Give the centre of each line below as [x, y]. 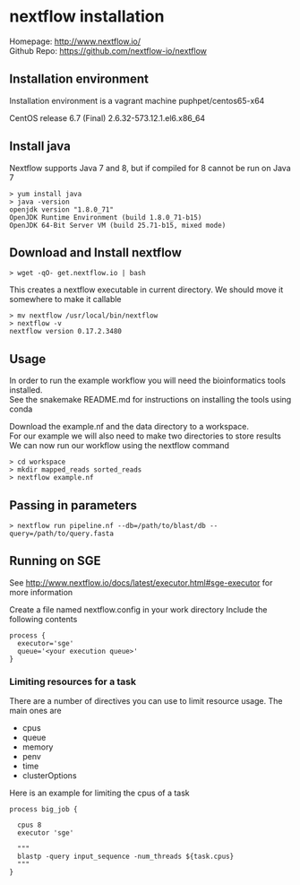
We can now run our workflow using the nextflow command [120, 446]
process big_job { [43, 810]
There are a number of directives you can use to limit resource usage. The [146, 701]
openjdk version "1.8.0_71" [62, 209]
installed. [26, 390]
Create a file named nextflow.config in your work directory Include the [138, 609]
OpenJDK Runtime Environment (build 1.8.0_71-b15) [106, 217]
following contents [43, 619]
